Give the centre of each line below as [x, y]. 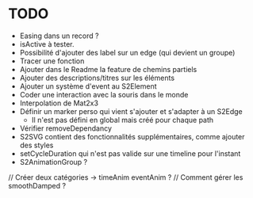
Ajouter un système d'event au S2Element [88, 86]
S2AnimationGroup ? [54, 162]
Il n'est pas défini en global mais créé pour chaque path [123, 120]
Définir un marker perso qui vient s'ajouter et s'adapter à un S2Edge [131, 111]
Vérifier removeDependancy [66, 128]
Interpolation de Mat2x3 [59, 103]
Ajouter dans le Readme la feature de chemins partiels [108, 69]
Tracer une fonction [52, 61]
